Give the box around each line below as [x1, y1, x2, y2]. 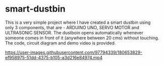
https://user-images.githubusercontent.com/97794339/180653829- [5, 49, 142, 55]
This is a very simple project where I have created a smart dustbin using [5, 19, 151, 25]
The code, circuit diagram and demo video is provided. [5, 40, 116, 46]
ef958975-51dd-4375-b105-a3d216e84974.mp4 [5, 54, 103, 60]
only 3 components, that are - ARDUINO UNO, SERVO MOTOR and [5, 24, 139, 30]
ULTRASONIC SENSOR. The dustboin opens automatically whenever [5, 30, 143, 35]
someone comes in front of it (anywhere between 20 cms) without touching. [5, 35, 160, 41]
